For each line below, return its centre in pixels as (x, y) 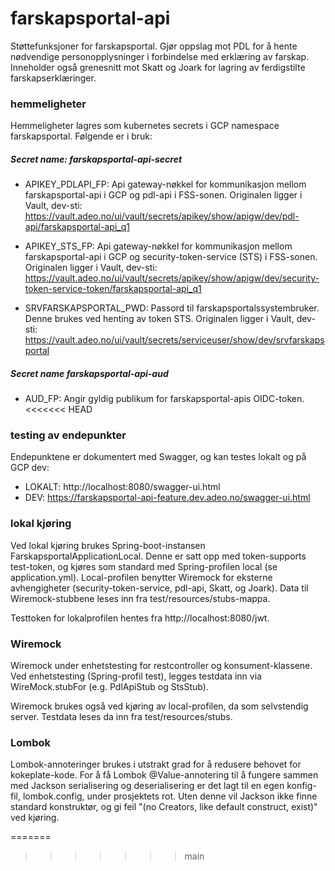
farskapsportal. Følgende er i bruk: (81, 136)
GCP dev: (30, 468)
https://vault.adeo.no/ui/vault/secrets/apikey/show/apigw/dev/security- (172, 278)
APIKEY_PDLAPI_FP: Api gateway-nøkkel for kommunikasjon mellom (165, 184)
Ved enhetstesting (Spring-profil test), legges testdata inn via (136, 676)
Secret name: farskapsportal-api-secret (96, 159)
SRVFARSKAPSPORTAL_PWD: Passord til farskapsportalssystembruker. (172, 308)
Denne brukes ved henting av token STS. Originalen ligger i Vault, (159, 319)
